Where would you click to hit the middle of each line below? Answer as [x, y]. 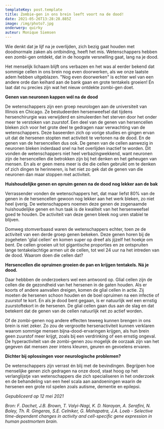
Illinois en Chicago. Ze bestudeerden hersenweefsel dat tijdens [69, 112]
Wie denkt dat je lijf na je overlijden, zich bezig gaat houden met [70, 46]
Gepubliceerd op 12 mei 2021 [34, 396]
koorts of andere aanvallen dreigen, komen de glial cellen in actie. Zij [74, 290]
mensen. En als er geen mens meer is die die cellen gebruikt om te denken [81, 164]
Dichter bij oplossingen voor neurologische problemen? [63, 356]
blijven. [12, 220]
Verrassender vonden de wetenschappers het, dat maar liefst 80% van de [80, 193]
